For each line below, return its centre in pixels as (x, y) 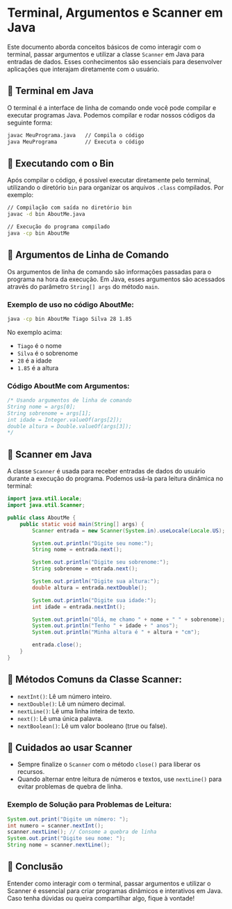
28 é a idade (34, 361)
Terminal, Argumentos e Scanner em (115, 13)
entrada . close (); (57, 645)
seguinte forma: (30, 122)
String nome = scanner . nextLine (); (59, 845)
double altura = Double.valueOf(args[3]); (69, 426)
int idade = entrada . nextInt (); (79, 607)
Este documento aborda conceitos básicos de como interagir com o (104, 47)
